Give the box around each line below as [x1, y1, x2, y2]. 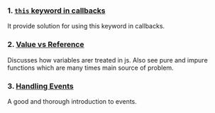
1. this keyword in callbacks [7, 6, 106, 16]
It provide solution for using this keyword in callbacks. [7, 22, 165, 31]
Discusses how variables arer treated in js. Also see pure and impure [7, 55, 208, 64]
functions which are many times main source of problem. [7, 63, 174, 72]
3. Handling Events [7, 81, 74, 91]
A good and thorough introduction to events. [7, 97, 137, 105]
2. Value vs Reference [7, 40, 84, 50]
